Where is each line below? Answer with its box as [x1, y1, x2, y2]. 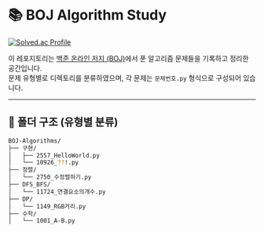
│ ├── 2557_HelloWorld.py [8, 151, 101, 159]
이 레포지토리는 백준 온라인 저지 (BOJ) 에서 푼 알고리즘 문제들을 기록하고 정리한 [8, 53, 249, 63]
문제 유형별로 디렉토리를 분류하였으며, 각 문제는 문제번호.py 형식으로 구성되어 [8, 73, 242, 82]
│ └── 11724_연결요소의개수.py [8, 187, 106, 196]
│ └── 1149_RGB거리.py [8, 202, 86, 210]
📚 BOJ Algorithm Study [8, 6, 167, 24]
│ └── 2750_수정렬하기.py [8, 173, 92, 181]
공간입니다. [8, 63, 42, 73]
